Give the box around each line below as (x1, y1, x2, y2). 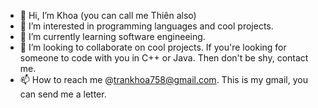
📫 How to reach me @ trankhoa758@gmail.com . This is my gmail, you (19, 74, 308, 85)
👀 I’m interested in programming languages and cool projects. (19, 20, 274, 32)
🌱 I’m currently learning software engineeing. (19, 31, 206, 42)
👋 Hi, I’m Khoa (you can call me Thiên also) (19, 10, 197, 21)
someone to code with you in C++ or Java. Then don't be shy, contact (19, 52, 309, 64)
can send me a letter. (19, 88, 107, 100)
